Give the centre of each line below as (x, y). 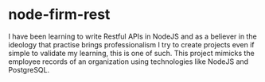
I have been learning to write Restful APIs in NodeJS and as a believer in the (132, 36)
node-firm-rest (59, 15)
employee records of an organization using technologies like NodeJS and (129, 61)
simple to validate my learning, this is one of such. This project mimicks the (131, 53)
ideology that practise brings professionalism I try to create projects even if (131, 44)
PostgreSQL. (29, 69)
